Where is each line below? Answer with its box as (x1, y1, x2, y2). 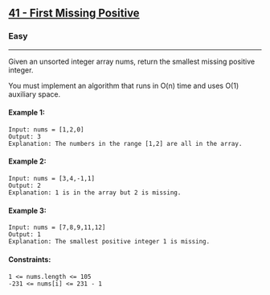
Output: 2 (8, 181, 42, 190)
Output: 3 (8, 132, 42, 140)
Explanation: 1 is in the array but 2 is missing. (8, 189, 182, 197)
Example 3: (8, 206, 47, 215)
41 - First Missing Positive (8, 6, 140, 20)
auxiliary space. (8, 89, 61, 99)
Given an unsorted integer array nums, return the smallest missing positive (8, 56, 256, 66)
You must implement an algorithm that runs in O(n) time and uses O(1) (8, 81, 239, 90)
